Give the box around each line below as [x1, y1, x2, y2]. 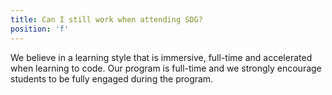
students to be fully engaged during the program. [10, 72, 214, 85]
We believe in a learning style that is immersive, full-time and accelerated [10, 51, 313, 63]
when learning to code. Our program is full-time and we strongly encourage [10, 62, 322, 74]
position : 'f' [10, 24, 70, 34]
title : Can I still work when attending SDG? [10, 14, 203, 25]
